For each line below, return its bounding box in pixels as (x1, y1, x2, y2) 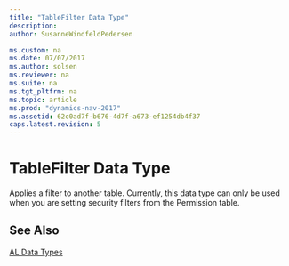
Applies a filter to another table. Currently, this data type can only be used (9, 188, 280, 198)
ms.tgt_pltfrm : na (9, 86, 77, 96)
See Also (9, 223, 60, 238)
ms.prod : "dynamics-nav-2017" (9, 103, 122, 112)
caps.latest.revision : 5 (9, 120, 101, 129)
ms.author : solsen (9, 62, 77, 71)
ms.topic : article (9, 95, 77, 104)
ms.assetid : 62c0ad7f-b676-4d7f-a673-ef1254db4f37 (9, 112, 201, 121)
